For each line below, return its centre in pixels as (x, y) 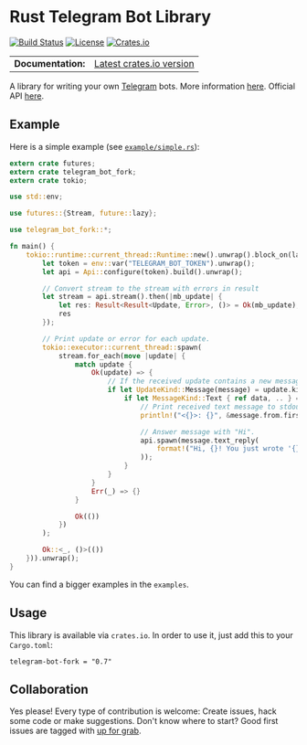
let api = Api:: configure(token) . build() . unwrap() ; (143, 271)
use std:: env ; (37, 197)
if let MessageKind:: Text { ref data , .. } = (212, 399)
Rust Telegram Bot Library (111, 17)
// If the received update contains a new (190, 381)
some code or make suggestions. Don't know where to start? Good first (144, 721)
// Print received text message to (208, 407)
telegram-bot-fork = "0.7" (61, 661)
